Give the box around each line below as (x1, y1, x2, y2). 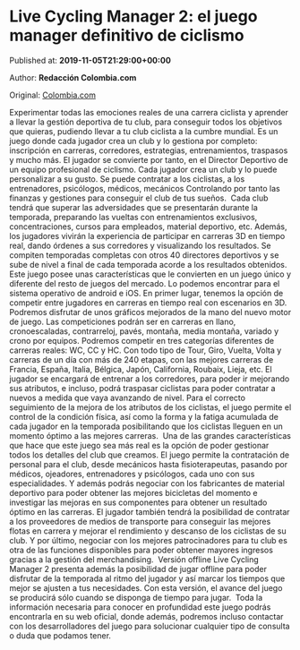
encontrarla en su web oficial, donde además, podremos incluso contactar (9, 611, 284, 621)
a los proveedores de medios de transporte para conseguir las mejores (9, 516, 271, 526)
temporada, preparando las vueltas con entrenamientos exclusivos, (9, 211, 258, 222)
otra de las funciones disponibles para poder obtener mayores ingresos (9, 544, 273, 555)
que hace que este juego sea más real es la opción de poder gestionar (9, 440, 270, 450)
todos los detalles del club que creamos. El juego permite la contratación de (9, 449, 289, 460)
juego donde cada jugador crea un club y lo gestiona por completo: (9, 135, 258, 146)
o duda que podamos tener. (9, 629, 112, 641)
